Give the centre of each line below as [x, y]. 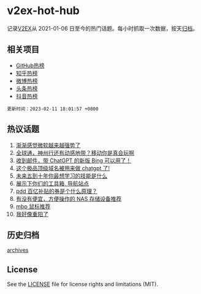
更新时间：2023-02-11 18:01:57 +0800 [53, 109]
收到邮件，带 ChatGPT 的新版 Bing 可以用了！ [74, 160]
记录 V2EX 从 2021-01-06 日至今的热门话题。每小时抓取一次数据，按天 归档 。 [103, 28]
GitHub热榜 [30, 66]
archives [18, 250]
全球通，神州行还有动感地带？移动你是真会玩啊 [75, 153]
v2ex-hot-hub [44, 11]
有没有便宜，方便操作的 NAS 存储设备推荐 [69, 198]
